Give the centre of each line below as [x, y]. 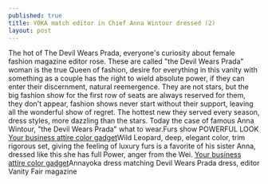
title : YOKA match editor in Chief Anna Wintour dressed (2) [112, 23]
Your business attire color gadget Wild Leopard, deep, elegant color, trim [127, 138]
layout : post [30, 30]
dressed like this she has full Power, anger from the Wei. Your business [125, 155]
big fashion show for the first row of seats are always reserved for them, [127, 96]
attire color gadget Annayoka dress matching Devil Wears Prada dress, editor [134, 163]
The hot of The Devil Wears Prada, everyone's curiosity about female [122, 53]
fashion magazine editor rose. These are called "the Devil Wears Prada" [126, 61]
